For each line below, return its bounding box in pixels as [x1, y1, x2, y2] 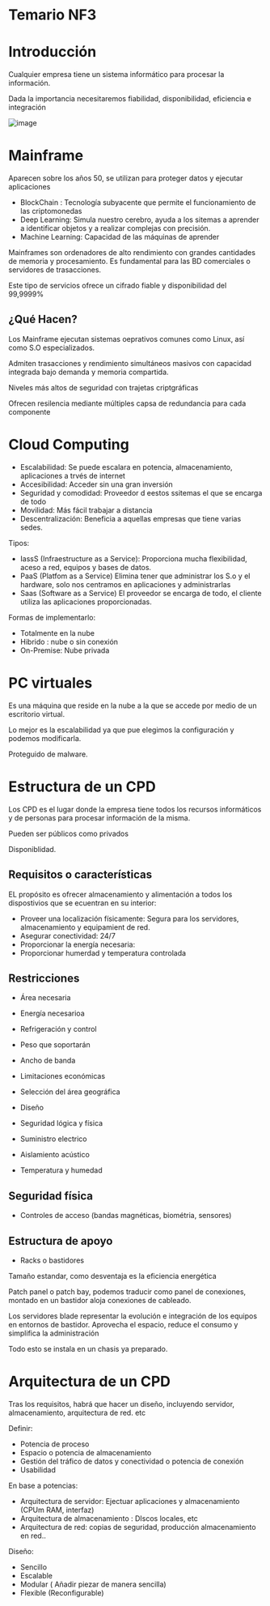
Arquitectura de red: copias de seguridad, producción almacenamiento [19, 1522, 256, 1531]
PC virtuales [8, 674, 93, 692]
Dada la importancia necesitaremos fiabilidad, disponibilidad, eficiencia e [8, 94, 252, 104]
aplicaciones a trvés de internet [19, 471, 125, 480]
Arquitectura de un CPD [8, 1373, 171, 1391]
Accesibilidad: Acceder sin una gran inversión [19, 479, 174, 489]
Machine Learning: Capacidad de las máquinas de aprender [19, 232, 220, 242]
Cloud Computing [8, 436, 129, 454]
